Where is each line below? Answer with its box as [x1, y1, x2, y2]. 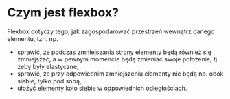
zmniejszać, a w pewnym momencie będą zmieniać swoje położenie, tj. [16, 55, 219, 63]
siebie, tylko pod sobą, [16, 76, 82, 85]
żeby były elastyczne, [16, 62, 79, 70]
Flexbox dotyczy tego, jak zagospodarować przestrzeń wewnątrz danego [7, 27, 215, 36]
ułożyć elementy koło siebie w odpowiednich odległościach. [16, 84, 187, 92]
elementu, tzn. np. [7, 34, 58, 42]
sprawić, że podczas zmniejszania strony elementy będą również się [16, 48, 211, 56]
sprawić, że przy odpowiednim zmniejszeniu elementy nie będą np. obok [16, 70, 224, 78]
